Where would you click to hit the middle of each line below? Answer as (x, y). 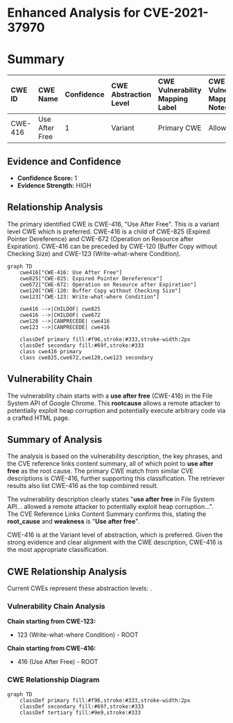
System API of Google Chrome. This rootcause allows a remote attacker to (114, 403)
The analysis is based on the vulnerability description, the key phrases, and (115, 456)
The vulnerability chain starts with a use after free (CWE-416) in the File (110, 396)
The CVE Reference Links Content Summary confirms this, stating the (107, 514)
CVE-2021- (176, 13)
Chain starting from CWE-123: (52, 622)
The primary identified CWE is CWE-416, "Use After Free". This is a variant (113, 224)
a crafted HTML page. (39, 418)
